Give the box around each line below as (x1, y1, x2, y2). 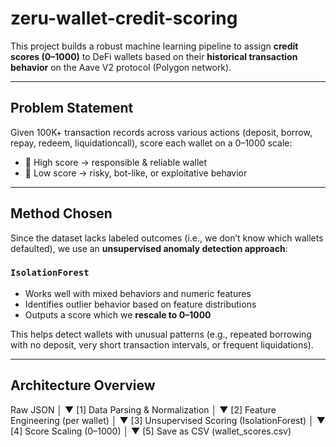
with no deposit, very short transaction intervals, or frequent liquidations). (10, 338, 314, 351)
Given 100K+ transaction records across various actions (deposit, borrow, (10, 126, 313, 138)
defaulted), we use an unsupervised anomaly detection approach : (10, 242, 288, 254)
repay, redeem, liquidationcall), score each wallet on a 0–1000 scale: (10, 137, 293, 149)
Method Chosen (10, 205, 113, 222)
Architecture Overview (10, 377, 156, 394)
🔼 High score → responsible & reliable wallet (24, 156, 208, 168)
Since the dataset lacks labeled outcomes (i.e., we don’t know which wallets (10, 232, 324, 244)
